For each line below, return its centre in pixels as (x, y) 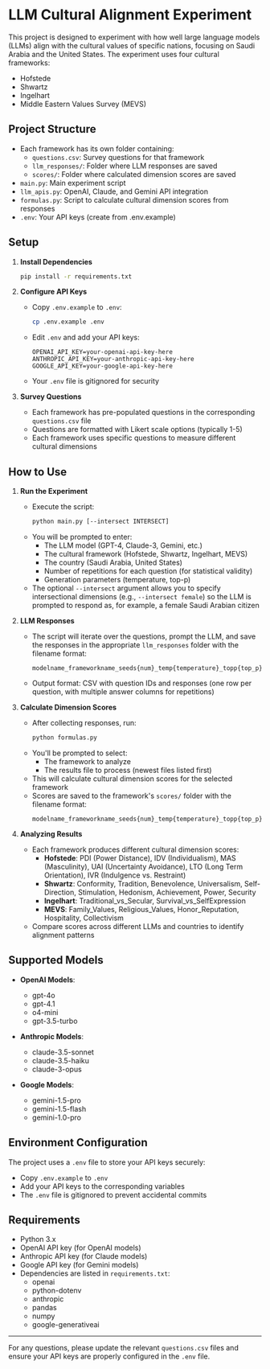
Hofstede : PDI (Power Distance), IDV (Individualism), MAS (140, 857)
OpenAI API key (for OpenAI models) (81, 1248)
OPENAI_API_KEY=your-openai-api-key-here (102, 352)
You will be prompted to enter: (82, 537)
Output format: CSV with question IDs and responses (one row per (142, 683)
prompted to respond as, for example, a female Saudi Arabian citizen (145, 605)
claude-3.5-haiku (61, 1060)
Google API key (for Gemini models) (79, 1265)
